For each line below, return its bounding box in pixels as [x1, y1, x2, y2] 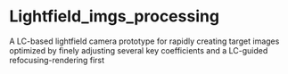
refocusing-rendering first [9, 54, 105, 65]
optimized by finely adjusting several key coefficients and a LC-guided [9, 45, 268, 55]
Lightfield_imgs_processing [9, 6, 220, 27]
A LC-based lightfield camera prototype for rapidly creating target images [9, 36, 280, 46]
